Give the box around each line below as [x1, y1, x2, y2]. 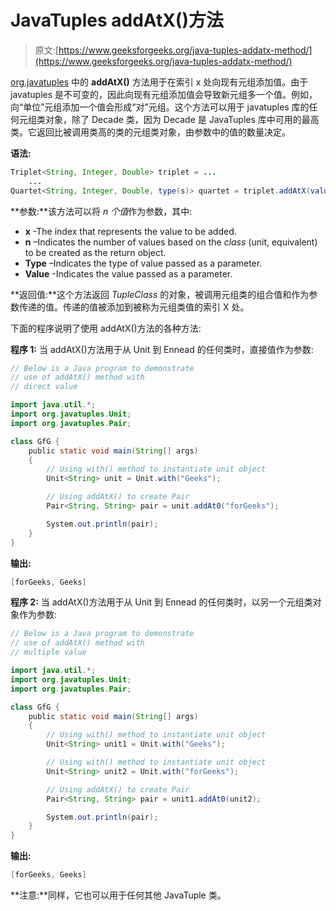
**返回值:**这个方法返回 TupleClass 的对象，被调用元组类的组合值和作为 [10, 288, 310, 300]
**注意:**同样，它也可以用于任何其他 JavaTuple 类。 [10, 889, 227, 901]
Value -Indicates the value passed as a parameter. [24, 267, 233, 280]
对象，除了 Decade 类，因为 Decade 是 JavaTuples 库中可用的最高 [44, 113, 320, 125]
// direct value [10, 382, 78, 392]
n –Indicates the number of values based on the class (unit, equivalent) [24, 236, 318, 248]
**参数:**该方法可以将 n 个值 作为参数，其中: [10, 205, 193, 217]
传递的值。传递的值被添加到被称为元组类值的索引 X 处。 [18, 301, 250, 313]
